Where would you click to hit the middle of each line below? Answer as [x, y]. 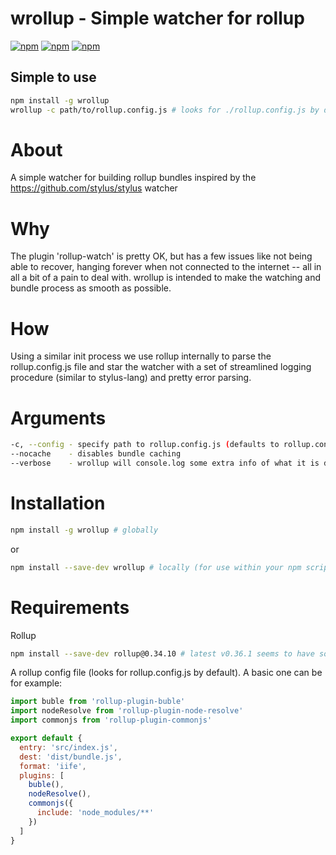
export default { [46, 738]
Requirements [70, 607]
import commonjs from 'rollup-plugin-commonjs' [111, 720]
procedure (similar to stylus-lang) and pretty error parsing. [131, 378]
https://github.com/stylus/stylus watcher [94, 188]
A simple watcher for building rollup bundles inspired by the [133, 178]
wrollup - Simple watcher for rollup [157, 18]
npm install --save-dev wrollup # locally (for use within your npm [156, 567]
